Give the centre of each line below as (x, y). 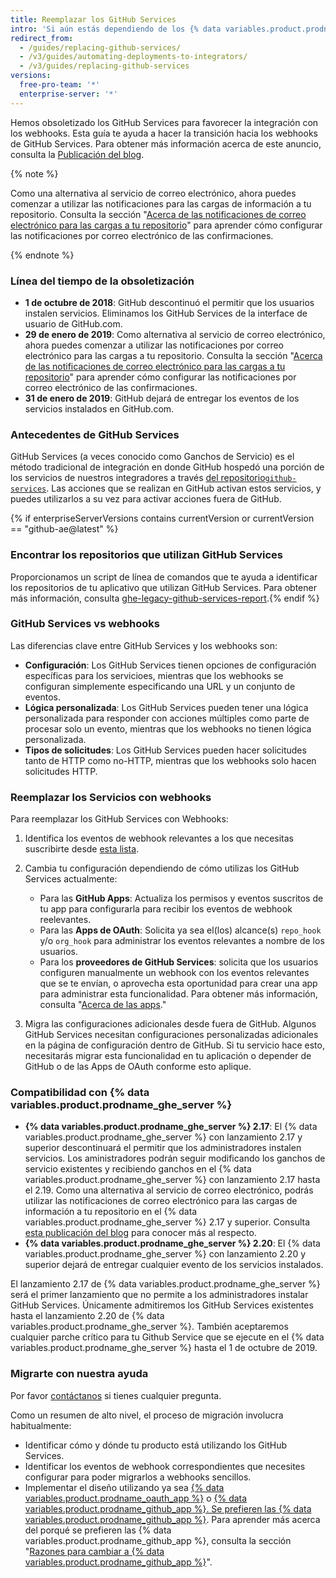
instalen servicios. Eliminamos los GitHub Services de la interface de (166, 313)
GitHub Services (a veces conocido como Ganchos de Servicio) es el (152, 457)
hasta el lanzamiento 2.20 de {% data (87, 1316)
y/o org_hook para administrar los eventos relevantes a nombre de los (182, 941)
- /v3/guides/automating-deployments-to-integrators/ (133, 57)
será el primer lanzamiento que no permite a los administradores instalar (159, 1295)
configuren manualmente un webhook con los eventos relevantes (174, 973)
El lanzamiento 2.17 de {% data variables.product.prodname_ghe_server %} (165, 1284)
